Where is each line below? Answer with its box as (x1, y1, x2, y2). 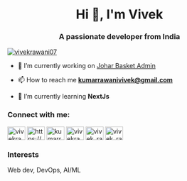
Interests (7, 149, 39, 159)
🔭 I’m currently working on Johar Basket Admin (17, 62, 156, 70)
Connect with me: (7, 110, 70, 120)
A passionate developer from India (58, 32, 181, 42)
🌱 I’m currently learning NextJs (17, 92, 110, 101)
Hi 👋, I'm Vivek (75, 6, 164, 23)
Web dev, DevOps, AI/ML (7, 166, 81, 175)
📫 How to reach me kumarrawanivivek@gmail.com (17, 76, 173, 84)
